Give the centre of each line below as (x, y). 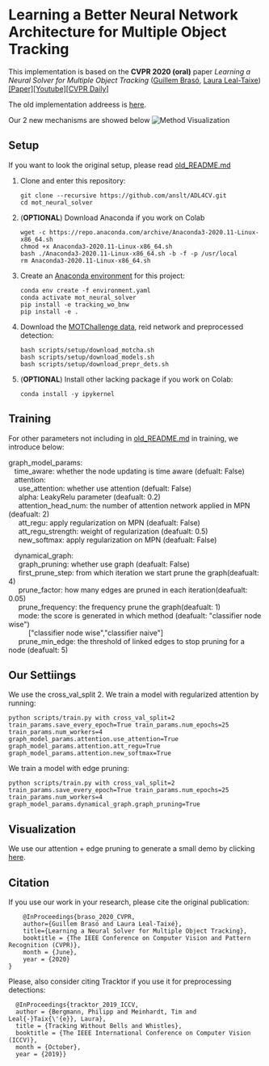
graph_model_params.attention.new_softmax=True (90, 753)
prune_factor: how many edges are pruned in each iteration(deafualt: (133, 590)
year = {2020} (46, 959)
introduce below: (36, 447)
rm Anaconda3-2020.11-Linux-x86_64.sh (85, 260)
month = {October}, (48, 1047)
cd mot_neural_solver (56, 202)
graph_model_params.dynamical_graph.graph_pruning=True (104, 805)
